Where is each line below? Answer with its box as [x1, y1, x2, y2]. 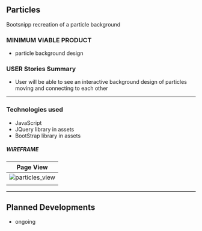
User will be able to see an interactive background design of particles [14, 78, 188, 86]
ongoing [14, 218, 36, 226]
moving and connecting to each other [14, 84, 108, 92]
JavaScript [14, 119, 42, 126]
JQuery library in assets [14, 125, 75, 133]
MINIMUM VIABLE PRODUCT [6, 36, 92, 44]
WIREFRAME [6, 146, 39, 153]
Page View [16, 163, 48, 171]
